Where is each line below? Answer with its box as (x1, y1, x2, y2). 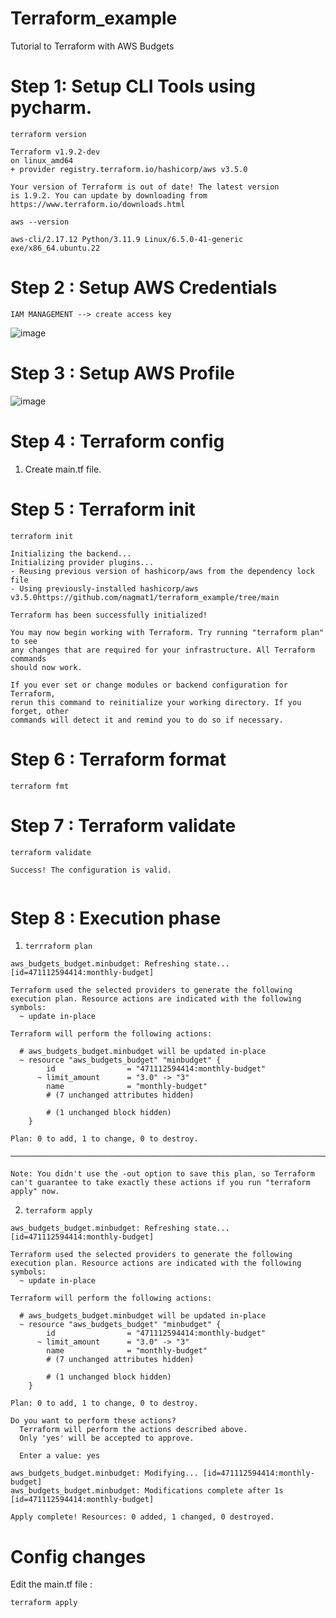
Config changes (10, 1545, 147, 1568)
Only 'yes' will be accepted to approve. (19, 1433, 195, 1444)
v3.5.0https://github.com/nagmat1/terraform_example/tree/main (10, 592, 280, 602)
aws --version (10, 217, 70, 227)
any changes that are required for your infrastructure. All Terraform (10, 645, 315, 655)
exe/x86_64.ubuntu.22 (10, 243, 101, 253)
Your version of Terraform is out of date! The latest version (10, 182, 280, 192)
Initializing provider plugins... (10, 557, 155, 567)
